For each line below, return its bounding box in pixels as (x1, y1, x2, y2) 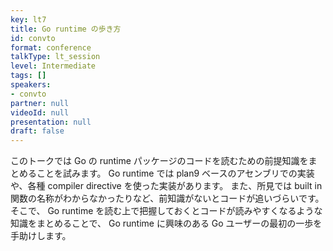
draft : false (10, 126, 65, 136)
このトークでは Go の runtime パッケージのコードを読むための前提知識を (10, 155, 309, 167)
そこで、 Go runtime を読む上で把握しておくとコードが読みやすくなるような (10, 205, 323, 217)
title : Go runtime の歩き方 (10, 24, 122, 34)
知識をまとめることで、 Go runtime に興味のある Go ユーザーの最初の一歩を (10, 217, 323, 230)
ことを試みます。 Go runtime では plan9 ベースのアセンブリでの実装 (36, 167, 315, 180)
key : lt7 (10, 14, 47, 25)
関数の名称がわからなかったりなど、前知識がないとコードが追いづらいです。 (10, 192, 325, 205)
